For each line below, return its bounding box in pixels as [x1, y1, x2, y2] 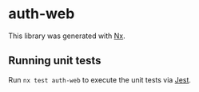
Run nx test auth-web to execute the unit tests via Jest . [8, 75, 192, 84]
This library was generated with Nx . [8, 31, 125, 40]
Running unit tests [8, 54, 101, 67]
